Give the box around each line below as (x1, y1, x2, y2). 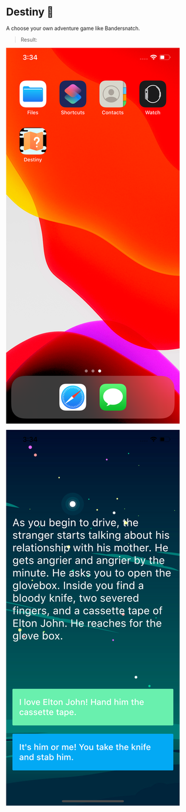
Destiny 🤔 (6, 5, 54, 19)
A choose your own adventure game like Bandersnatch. (6, 25, 140, 32)
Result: (20, 36, 38, 43)
